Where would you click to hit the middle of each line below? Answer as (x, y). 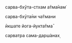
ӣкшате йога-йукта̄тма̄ (29, 26)
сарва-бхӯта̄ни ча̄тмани (30, 16)
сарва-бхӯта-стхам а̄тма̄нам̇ (36, 7)
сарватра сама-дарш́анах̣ (33, 35)
